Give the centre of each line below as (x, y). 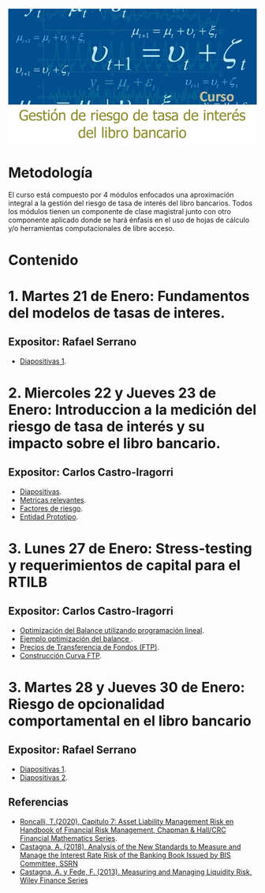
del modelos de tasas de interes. (117, 313)
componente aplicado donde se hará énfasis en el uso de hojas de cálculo (129, 220)
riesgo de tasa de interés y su (106, 427)
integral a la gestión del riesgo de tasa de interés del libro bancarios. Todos (131, 203)
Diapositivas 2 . (44, 777)
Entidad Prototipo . (49, 516)
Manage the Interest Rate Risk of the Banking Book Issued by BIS (125, 855)
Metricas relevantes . (53, 499)
